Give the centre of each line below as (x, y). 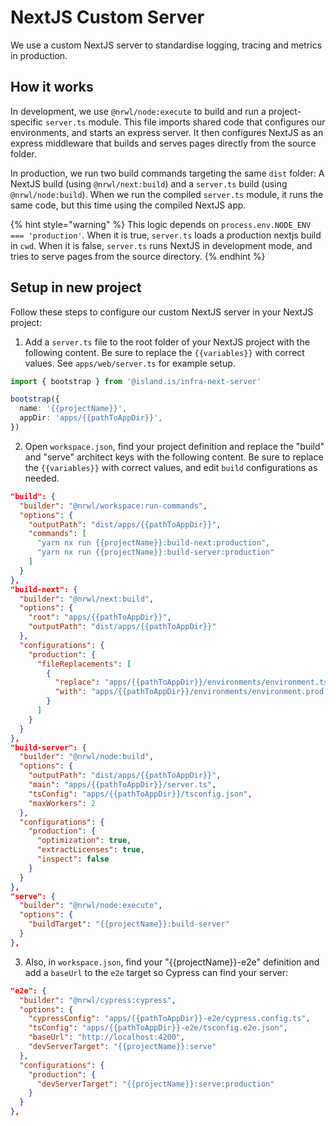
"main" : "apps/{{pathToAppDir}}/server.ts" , (122, 785)
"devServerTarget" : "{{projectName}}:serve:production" (155, 1084)
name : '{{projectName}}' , (73, 409)
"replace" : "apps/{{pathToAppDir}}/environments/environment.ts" (193, 682)
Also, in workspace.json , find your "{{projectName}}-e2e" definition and (172, 962)
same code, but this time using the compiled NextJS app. (128, 205)
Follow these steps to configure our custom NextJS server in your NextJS (162, 312)
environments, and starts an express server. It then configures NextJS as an (167, 132)
